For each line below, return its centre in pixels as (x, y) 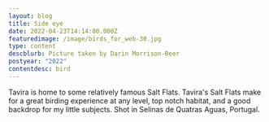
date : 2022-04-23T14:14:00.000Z (63, 31)
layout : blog (30, 16)
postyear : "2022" (38, 62)
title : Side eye (36, 24)
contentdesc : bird (39, 69)
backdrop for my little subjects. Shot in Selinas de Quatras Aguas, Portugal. (134, 109)
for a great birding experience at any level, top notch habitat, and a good (130, 100)
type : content (33, 46)
